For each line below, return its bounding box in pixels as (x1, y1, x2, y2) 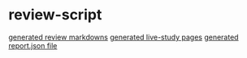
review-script (8, 6, 102, 24)
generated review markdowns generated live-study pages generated (8, 32, 239, 42)
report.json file (8, 40, 58, 50)
